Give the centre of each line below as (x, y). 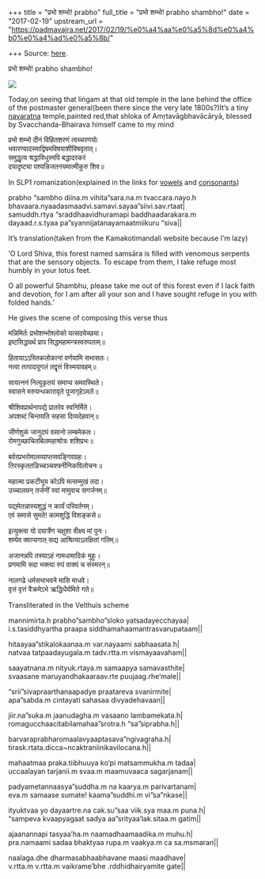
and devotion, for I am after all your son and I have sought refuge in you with (132, 294)
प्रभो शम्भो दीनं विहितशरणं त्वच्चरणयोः (53, 140)
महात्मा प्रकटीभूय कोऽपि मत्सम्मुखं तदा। (56, 481)
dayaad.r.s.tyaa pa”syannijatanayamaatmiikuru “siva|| (95, 223)
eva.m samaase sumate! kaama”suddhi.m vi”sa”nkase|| (98, 795)
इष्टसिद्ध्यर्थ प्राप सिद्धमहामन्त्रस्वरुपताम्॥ (57, 342)
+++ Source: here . (38, 53)
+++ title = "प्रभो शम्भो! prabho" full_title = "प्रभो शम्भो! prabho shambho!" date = (129, 12)
